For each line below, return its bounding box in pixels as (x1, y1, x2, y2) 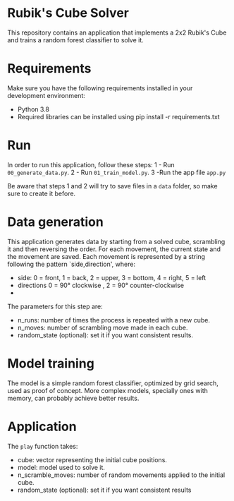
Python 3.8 (17, 104, 49, 114)
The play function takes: (7, 442, 78, 450)
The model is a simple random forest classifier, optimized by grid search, (7, 379, 218, 387)
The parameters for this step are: (7, 302, 104, 310)
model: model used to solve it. (17, 463, 106, 471)
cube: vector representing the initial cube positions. (17, 455, 168, 464)
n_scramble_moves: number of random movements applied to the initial (17, 471, 226, 479)
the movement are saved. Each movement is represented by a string (7, 252, 206, 260)
